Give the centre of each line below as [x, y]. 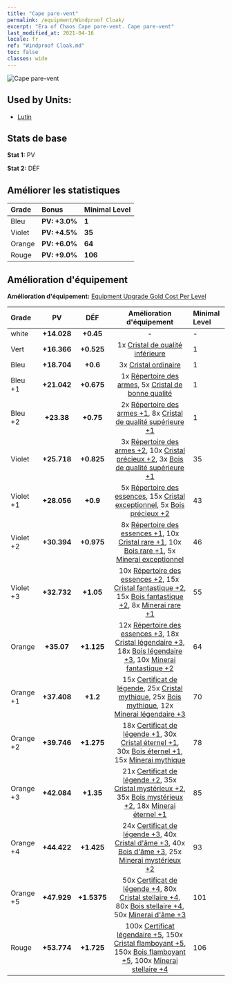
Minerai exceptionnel [150, 559]
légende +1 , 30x [150, 734]
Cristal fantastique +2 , [150, 588]
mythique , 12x [150, 705]
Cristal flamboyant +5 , [150, 943]
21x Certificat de [150, 771]
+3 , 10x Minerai [150, 660]
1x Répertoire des [150, 376]
